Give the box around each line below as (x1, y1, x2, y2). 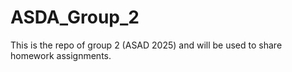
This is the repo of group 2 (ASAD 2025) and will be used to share (10, 39, 283, 51)
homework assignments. (10, 49, 112, 61)
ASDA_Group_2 (10, 6, 140, 29)
